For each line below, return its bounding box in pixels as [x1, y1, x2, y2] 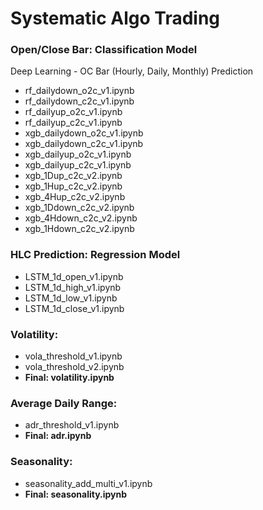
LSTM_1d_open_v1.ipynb [24, 270, 124, 282]
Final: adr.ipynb [24, 430, 92, 442]
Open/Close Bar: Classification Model [10, 43, 198, 57]
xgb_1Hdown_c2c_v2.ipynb [24, 223, 135, 235]
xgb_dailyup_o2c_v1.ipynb [24, 148, 132, 161]
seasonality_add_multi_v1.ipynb [24, 477, 153, 489]
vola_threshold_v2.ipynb [24, 361, 125, 373]
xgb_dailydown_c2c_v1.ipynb [24, 138, 144, 150]
